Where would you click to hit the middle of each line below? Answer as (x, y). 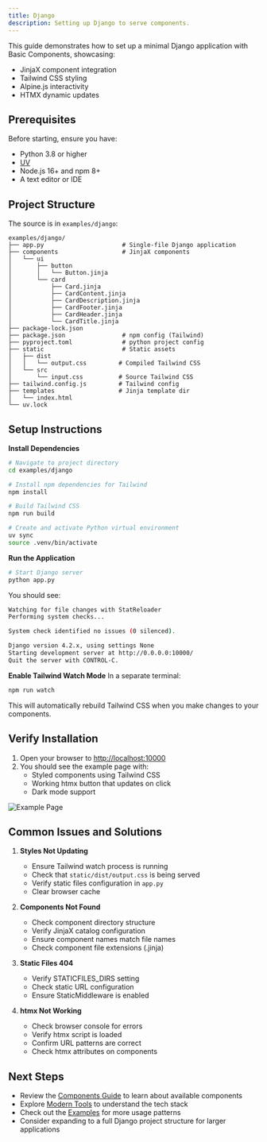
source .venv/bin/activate (53, 542)
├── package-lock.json (46, 329)
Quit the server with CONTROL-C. (64, 660)
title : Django (32, 15)
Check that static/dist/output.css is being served (116, 875)
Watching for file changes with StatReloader (85, 610)
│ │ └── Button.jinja (58, 273)
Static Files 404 (46, 963)
